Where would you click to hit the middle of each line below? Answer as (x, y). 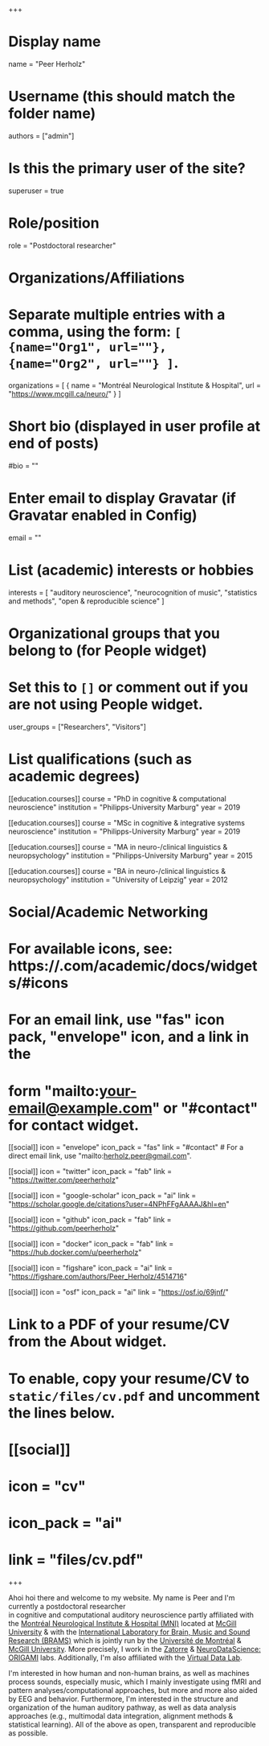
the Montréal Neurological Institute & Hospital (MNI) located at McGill (122, 1624)
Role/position (54, 223)
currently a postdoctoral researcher (67, 1607)
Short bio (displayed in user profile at (134, 426)
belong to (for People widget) (108, 651)
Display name (55, 42)
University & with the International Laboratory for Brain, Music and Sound (129, 1632)
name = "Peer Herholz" (47, 64)
